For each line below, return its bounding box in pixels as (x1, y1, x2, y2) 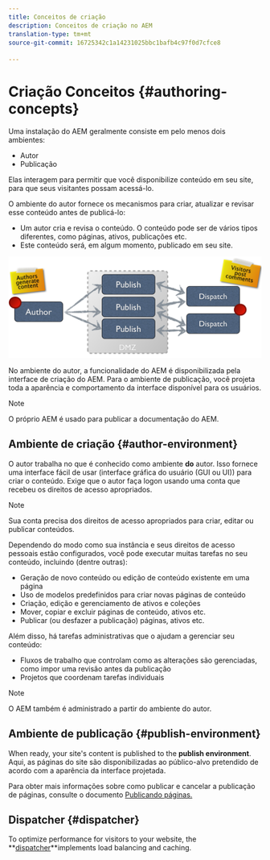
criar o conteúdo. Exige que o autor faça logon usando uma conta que (8, 476, 241, 485)
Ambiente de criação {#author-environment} (8, 438, 239, 451)
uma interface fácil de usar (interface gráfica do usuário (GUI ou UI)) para (8, 467, 252, 477)
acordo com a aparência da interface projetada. (8, 766, 166, 775)
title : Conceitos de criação (8, 13, 106, 21)
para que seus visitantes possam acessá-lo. (8, 184, 154, 193)
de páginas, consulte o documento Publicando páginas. (8, 790, 193, 800)
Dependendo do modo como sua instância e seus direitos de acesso (8, 540, 235, 550)
